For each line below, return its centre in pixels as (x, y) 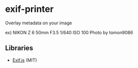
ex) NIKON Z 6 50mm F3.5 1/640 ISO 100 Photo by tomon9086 (69, 32)
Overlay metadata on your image (38, 23)
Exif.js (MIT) (25, 60)
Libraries (19, 48)
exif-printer (29, 9)
